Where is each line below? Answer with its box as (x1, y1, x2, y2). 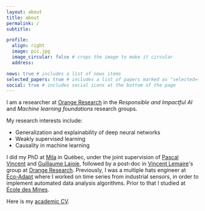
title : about (6, 15, 40, 21)
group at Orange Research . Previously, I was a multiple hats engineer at (6, 166, 186, 174)
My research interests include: (6, 117, 83, 124)
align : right (12, 43, 45, 49)
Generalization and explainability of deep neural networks (15, 129, 160, 136)
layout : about (6, 9, 43, 15)
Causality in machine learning (15, 141, 90, 149)
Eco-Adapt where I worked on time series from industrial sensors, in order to (6, 173, 199, 181)
